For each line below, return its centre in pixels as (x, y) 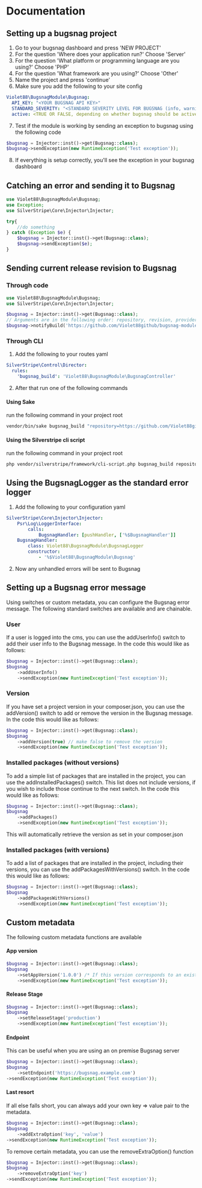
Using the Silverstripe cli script (46, 440)
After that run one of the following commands (71, 388)
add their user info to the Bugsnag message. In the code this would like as (98, 644)
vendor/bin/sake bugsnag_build (45, 426)
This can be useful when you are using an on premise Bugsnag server (93, 1051)
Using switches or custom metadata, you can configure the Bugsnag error (98, 602)
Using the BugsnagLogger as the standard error (97, 483)
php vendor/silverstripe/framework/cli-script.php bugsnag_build (90, 464)
